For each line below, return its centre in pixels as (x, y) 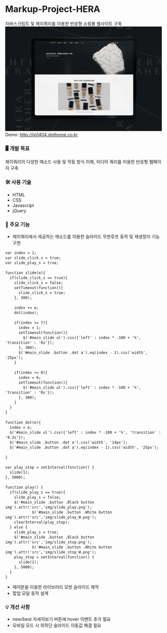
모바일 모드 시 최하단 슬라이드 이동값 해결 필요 (57, 625)
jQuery (19, 211)
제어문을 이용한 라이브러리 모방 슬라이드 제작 (56, 587)
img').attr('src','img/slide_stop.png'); (49, 542)
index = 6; (30, 378)
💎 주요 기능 (17, 224)
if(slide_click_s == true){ (39, 278)
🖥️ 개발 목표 (17, 148)
